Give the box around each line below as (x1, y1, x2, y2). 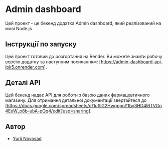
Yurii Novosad (12, 135, 42, 141)
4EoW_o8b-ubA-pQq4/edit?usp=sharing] (5, 108, 90, 114)
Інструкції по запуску (5, 40, 77, 49)
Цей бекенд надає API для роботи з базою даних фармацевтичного (5, 92, 150, 98)
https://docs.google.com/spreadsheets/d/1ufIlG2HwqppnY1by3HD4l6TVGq (7, 102, 162, 108)
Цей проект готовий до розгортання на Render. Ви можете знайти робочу (5, 53, 162, 59)
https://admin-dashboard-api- (100, 59, 163, 65)
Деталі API (5, 79, 41, 87)
